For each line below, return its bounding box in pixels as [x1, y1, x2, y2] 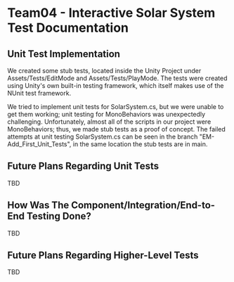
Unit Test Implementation [7, 48, 121, 60]
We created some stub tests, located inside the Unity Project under [7, 67, 202, 75]
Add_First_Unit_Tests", [7, 140, 72, 148]
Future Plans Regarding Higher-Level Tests [7, 250, 199, 262]
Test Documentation [7, 20, 129, 36]
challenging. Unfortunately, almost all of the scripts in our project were [7, 117, 212, 126]
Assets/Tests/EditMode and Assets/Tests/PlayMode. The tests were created [7, 74, 228, 82]
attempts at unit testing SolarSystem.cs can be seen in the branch [7, 132, 198, 141]
